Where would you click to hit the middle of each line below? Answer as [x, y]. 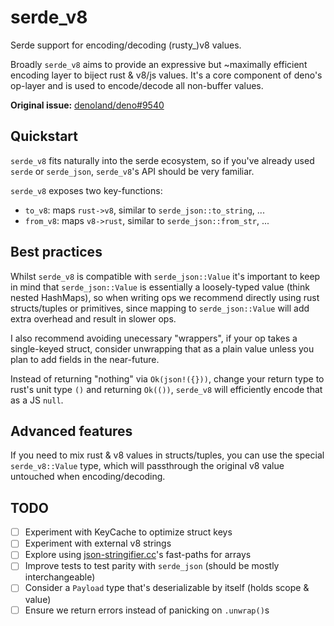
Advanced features [71, 431]
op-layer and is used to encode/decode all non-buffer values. [137, 85]
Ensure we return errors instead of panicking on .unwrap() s [147, 610]
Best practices [56, 252]
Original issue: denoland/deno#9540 [87, 105]
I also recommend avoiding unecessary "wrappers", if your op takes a [154, 338]
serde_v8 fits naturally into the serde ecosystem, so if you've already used [162, 160]
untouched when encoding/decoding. [88, 477]
